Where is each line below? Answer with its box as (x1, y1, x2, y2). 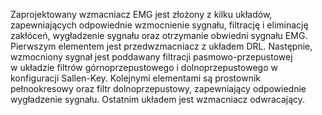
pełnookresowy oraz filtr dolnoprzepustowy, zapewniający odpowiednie (10, 83, 307, 94)
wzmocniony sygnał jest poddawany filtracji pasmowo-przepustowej (10, 51, 293, 63)
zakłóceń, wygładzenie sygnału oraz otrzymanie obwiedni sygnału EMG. (10, 30, 308, 41)
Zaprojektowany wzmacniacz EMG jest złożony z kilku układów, (10, 9, 273, 20)
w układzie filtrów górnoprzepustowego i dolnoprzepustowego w (10, 62, 278, 73)
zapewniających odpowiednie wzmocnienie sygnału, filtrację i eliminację (10, 19, 309, 31)
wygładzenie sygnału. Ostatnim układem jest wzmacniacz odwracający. (10, 94, 306, 105)
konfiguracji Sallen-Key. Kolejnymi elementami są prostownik (10, 72, 261, 84)
